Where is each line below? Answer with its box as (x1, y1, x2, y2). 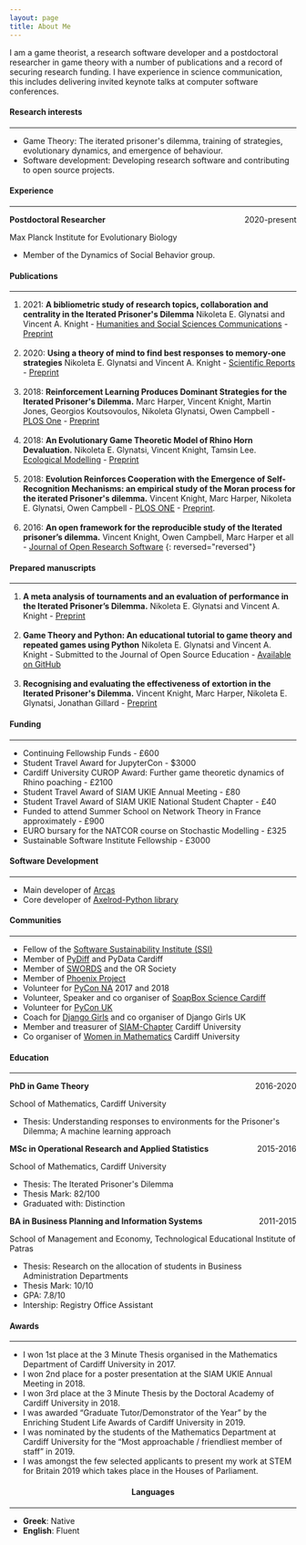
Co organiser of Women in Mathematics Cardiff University (22, 1031, 240, 1042)
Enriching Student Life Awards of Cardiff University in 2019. (22, 1417, 246, 1428)
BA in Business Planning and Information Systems (9, 1216, 203, 1227)
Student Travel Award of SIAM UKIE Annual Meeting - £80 (22, 786, 241, 797)
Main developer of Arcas (22, 884, 116, 895)
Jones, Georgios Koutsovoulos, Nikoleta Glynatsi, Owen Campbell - (22, 406, 276, 417)
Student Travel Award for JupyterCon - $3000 (22, 757, 197, 768)
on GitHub (22, 658, 62, 670)
